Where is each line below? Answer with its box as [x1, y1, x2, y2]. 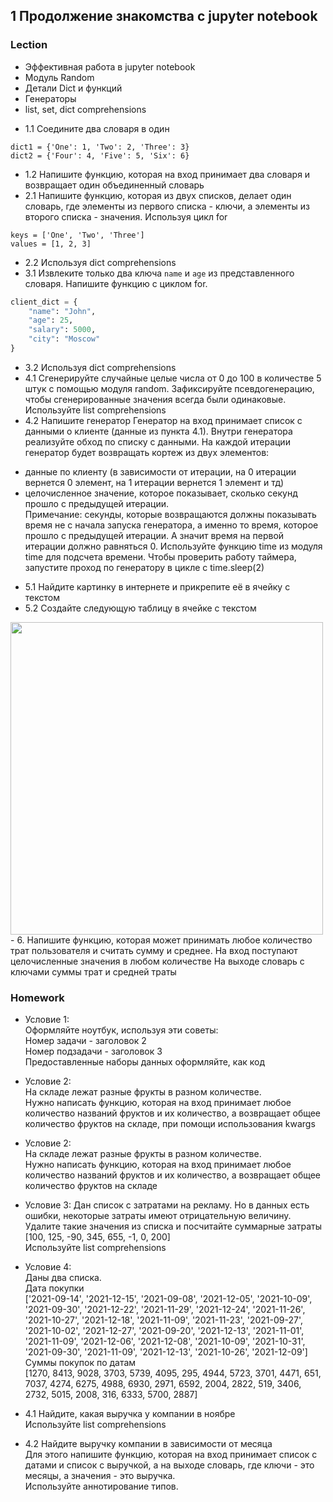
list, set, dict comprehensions [24, 103, 147, 115]
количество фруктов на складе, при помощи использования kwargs [24, 1118, 316, 1130]
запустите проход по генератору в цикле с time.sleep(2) [24, 561, 265, 573]
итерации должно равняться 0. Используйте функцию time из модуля [24, 540, 323, 552]
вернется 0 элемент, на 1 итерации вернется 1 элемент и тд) [24, 476, 285, 488]
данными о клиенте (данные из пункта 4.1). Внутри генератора [24, 425, 293, 437]
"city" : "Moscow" [28, 334, 101, 344]
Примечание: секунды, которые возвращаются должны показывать [24, 508, 317, 520]
